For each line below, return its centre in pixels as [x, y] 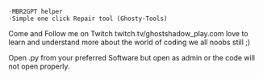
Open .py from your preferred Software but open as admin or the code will [132, 58]
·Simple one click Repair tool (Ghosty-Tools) [88, 19]
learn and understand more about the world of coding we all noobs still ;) [129, 42]
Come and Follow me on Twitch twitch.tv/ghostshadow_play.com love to [128, 33]
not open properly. [39, 66]
